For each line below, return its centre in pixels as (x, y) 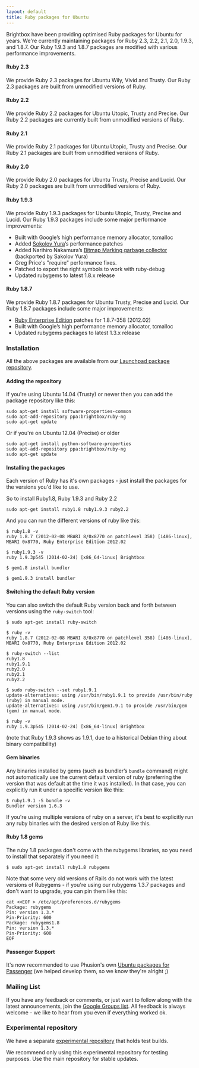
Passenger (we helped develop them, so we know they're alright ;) (87, 971)
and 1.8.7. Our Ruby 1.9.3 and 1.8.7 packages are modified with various (92, 47)
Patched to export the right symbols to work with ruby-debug (90, 269)
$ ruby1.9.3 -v (25, 552)
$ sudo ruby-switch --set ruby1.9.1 (51, 690)
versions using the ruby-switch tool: (50, 611)
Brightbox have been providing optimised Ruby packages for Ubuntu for (94, 34)
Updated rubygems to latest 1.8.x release (65, 275)
